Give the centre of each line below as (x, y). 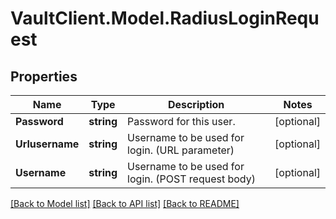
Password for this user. (181, 121)
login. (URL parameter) (181, 150)
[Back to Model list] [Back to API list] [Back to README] (125, 203)
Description (196, 104)
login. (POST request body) (191, 179)
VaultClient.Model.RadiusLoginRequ (165, 18)
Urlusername (47, 144)
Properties (44, 76)
